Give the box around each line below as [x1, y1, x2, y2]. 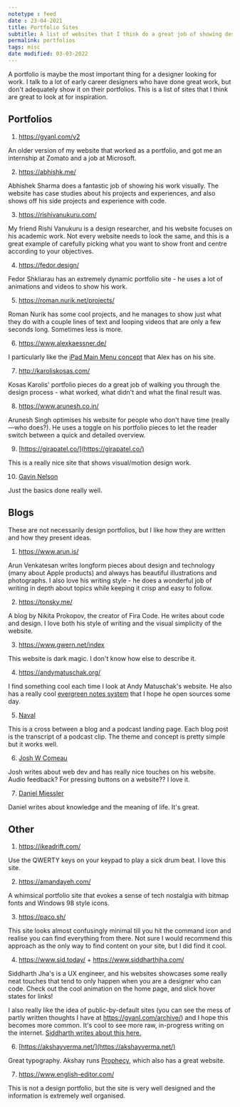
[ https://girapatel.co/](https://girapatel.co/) [18, 444, 145, 453]
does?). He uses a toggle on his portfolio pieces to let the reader [28, 423, 217, 432]
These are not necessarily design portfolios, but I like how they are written [8, 525, 226, 534]
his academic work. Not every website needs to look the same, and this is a [8, 231, 230, 240]
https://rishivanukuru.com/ [18, 210, 97, 218]
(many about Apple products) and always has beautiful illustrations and [8, 568, 217, 577]
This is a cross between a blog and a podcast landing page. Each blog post [8, 724, 229, 733]
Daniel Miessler [18, 789, 64, 797]
